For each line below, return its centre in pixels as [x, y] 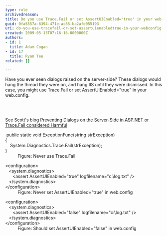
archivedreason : [22, 14]
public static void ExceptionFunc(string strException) [61, 135]
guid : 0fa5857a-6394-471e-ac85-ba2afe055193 [52, 24]
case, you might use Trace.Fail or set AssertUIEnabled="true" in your [76, 90]
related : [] [17, 61]
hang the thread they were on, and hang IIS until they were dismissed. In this [84, 85]
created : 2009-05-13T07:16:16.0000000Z [47, 33]
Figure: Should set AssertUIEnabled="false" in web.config [77, 229]
